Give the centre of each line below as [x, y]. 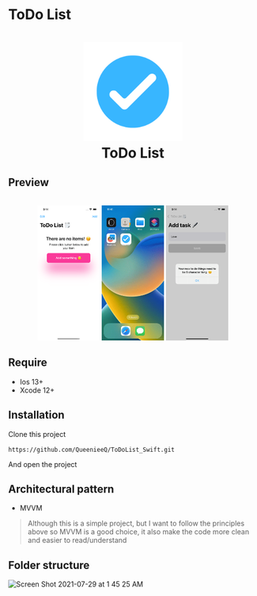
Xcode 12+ [37, 390]
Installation [36, 415]
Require [28, 363]
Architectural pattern [61, 489]
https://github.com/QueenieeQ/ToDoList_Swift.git [92, 450]
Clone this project [37, 434]
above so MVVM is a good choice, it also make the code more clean [138, 532]
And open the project [43, 464]
